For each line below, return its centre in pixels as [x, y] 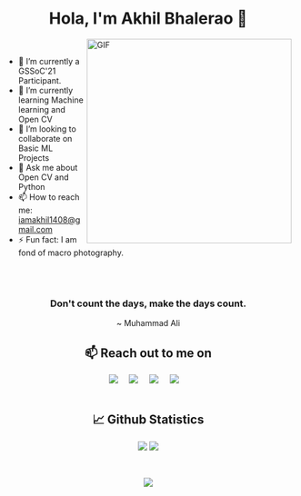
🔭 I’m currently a [49, 61]
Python [31, 186]
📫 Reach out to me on [148, 353]
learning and [41, 109]
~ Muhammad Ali [148, 323]
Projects [34, 157]
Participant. [40, 80]
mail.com [35, 229]
